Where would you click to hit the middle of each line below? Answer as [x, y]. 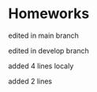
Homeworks [49, 14]
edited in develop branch [48, 50]
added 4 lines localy [41, 66]
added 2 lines [30, 81]
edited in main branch [43, 35]
